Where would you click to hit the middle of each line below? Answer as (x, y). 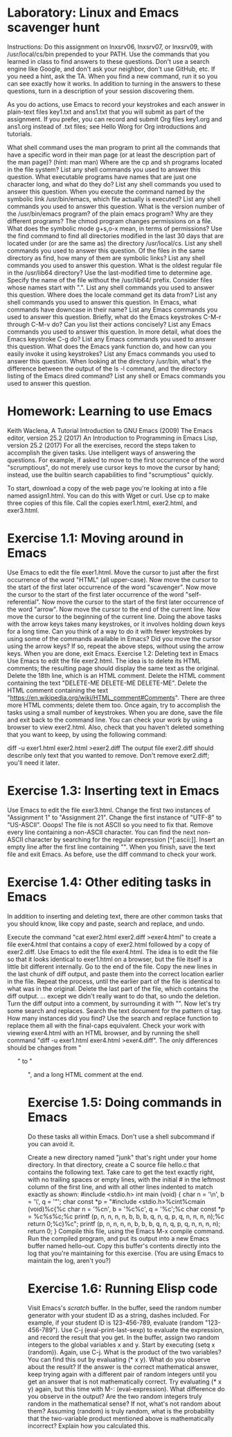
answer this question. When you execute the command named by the (106, 192)
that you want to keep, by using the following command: (87, 734)
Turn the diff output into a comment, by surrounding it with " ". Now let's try (114, 1003)
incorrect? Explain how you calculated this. (89, 1426)
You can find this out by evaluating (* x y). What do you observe (119, 1359)
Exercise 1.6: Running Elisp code (123, 1288)
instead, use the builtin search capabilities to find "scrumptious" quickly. (110, 475)
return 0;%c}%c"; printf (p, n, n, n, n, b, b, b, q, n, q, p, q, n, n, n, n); (124, 1223)
